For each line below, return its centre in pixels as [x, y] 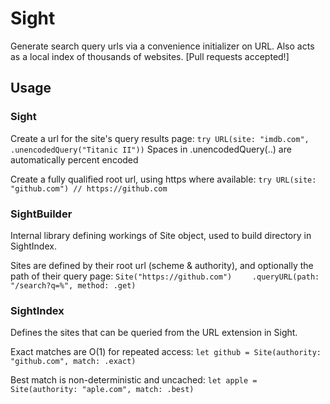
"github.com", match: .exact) [73, 362]
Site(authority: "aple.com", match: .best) [102, 390]
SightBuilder [41, 214]
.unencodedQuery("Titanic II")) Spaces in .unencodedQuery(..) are [151, 149]
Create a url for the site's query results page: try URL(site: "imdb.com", [160, 138]
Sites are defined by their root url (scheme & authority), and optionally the [162, 265]
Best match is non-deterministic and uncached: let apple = [134, 380]
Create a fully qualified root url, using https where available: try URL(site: [163, 179]
